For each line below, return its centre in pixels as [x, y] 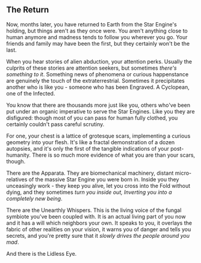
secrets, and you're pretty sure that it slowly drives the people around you [98, 235]
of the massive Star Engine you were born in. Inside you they [104, 179]
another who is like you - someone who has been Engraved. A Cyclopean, [98, 87]
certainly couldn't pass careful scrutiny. [55, 124]
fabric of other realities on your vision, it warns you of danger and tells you [99, 229]
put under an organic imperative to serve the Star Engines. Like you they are [100, 111]
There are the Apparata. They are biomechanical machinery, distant [90, 173]
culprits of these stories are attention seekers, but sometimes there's [91, 68]
